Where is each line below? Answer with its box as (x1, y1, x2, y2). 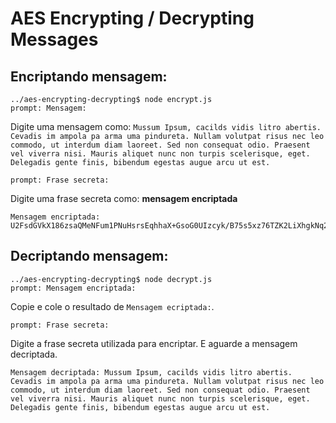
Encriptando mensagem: (10, 68, 168, 85)
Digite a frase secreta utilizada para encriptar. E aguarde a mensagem (10, 337, 298, 349)
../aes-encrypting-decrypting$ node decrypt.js (10, 274, 213, 284)
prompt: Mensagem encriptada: (10, 283, 137, 293)
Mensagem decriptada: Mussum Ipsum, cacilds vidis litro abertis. (10, 367, 293, 377)
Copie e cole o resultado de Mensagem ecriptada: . (10, 300, 215, 312)
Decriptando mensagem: (10, 248, 169, 265)
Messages (10, 28, 99, 51)
